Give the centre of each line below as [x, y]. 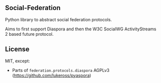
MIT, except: [18, 61]
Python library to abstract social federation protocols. [58, 19]
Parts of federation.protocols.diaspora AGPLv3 [61, 70]
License [17, 49]
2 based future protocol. [29, 34]
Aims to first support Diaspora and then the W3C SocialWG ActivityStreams [81, 29]
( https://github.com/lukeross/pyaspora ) [52, 75]
